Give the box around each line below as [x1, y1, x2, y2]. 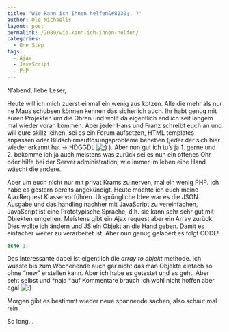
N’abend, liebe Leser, [7, 86, 67, 94]
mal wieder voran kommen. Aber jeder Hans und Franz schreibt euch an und [7, 121, 222, 129]
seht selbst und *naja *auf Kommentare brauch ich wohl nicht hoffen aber [7, 277, 215, 285]
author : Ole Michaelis [7, 16, 72, 23]
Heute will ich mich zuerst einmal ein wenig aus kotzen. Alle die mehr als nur [7, 99, 223, 107]
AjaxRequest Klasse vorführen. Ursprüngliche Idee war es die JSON [7, 192, 198, 201]
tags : [7, 49, 23, 55]
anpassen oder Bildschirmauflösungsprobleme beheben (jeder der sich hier [7, 136, 221, 144]
